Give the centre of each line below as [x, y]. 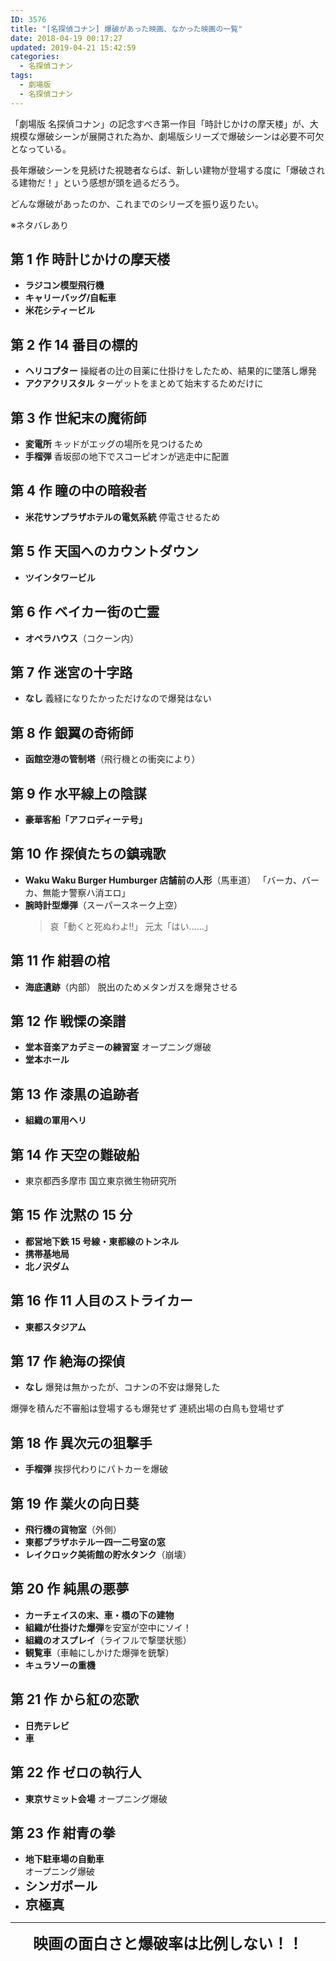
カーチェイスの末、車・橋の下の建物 [99, 1615]
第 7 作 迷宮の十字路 [71, 672]
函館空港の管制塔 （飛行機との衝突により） [112, 759]
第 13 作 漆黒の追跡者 [75, 1094]
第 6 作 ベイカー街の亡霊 [85, 612]
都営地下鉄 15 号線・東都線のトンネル [101, 1241]
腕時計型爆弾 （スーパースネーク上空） [103, 905]
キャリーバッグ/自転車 [70, 298]
